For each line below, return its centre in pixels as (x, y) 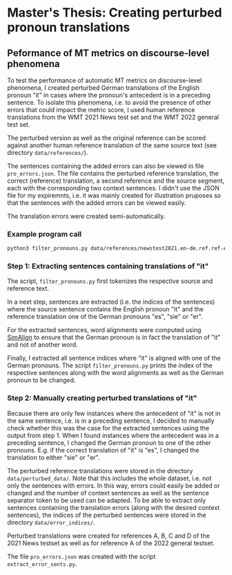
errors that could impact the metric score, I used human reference (101, 110)
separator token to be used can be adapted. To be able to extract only (107, 500)
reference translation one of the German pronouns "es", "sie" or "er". (105, 317)
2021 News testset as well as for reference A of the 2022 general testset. (111, 543)
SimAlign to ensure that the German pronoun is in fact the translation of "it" (114, 338)
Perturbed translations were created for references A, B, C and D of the (109, 536)
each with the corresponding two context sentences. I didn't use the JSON (113, 188)
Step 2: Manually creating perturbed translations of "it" (102, 398)
